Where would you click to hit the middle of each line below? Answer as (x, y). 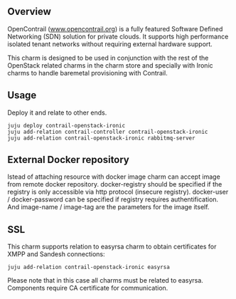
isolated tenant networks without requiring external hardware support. (110, 44)
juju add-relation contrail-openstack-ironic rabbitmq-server (101, 138)
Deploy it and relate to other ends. (57, 112)
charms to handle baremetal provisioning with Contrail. (88, 73)
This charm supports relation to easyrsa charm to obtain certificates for (112, 247)
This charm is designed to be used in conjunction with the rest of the (108, 58)
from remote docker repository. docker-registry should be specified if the (115, 184)
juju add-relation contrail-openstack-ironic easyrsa (89, 267)
